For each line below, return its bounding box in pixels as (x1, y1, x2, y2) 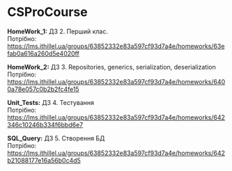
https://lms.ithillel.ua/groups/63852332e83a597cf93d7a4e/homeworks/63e (7, 42, 225, 50)
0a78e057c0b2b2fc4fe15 (7, 85, 79, 93)
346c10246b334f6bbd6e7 (7, 120, 84, 129)
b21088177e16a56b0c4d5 (7, 156, 82, 164)
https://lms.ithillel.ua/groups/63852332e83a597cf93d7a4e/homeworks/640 (7, 77, 226, 85)
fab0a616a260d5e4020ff (7, 49, 80, 58)
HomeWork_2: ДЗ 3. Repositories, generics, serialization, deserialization (7, 63, 216, 71)
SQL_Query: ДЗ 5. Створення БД (7, 133, 105, 142)
